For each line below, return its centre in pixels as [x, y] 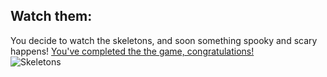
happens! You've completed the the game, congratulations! [132, 51]
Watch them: [51, 16]
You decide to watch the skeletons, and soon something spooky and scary [164, 40]
